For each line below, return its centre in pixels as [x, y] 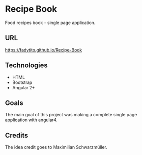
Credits [17, 135]
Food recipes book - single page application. [50, 23]
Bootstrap [22, 82]
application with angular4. [31, 120]
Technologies [27, 65]
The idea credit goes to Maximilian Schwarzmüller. [56, 147]
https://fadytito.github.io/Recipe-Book [43, 50]
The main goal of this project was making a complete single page [71, 115]
